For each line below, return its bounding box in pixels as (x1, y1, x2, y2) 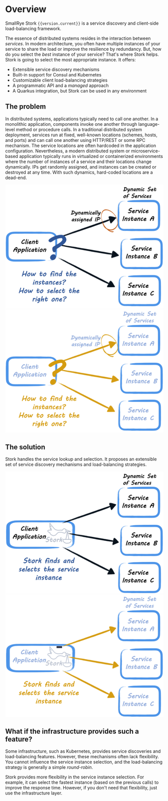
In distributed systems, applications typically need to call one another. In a (5, 116, 158, 122)
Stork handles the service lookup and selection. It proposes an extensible (5, 456, 157, 462)
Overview (5, 4, 47, 15)
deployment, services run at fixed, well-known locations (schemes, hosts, (5, 132, 158, 138)
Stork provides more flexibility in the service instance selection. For (5, 774, 144, 780)
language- (138, 121, 160, 127)
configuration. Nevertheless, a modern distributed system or (5, 147, 130, 154)
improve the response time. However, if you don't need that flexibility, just (5, 785, 157, 791)
